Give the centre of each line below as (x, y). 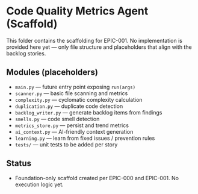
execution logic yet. (39, 184)
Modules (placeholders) (52, 73)
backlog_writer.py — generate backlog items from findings (88, 112)
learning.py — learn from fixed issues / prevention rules (85, 138)
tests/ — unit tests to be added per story (66, 144)
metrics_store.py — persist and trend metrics (72, 125)
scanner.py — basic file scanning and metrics (71, 93)
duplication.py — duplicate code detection (69, 106)
